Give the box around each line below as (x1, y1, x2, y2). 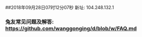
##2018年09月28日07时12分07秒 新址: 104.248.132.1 (5, 5, 114, 10)
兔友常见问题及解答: (5, 18, 54, 25)
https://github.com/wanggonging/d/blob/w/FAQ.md (5, 25, 137, 32)
